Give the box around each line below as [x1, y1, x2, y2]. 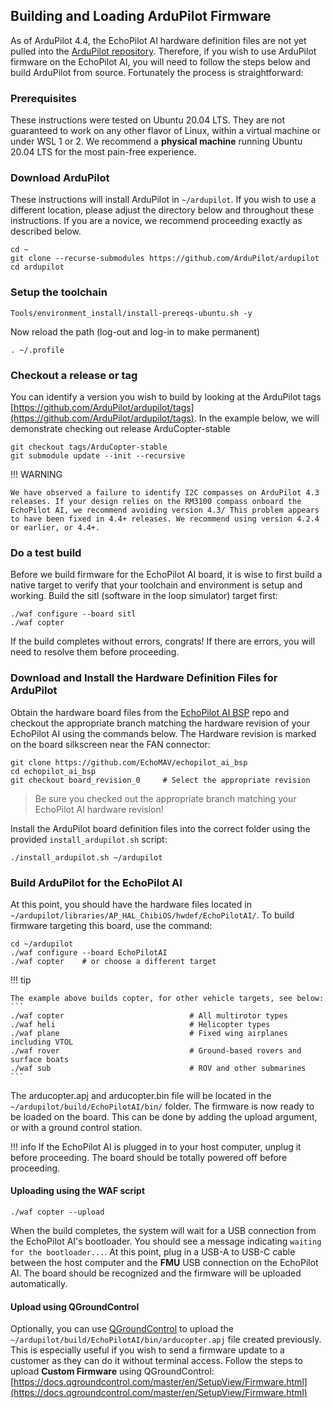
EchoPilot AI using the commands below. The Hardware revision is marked [10, 727, 317, 739]
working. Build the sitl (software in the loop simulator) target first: [10, 590, 278, 602]
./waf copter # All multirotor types [10, 1010, 288, 1021]
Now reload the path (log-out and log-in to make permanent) [10, 325, 261, 338]
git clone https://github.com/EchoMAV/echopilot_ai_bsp [10, 757, 248, 768]
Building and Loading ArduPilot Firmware [10, 8, 272, 25]
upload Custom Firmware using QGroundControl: [10, 1365, 215, 1378]
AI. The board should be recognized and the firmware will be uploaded [10, 1267, 302, 1279]
